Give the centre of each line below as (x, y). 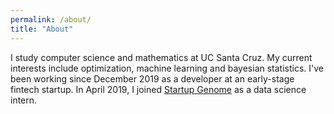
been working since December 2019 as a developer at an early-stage (152, 78)
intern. (24, 100)
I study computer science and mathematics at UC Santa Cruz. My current (161, 57)
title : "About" (42, 29)
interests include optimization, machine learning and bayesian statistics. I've (167, 68)
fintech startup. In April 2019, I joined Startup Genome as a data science (158, 89)
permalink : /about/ (51, 19)
